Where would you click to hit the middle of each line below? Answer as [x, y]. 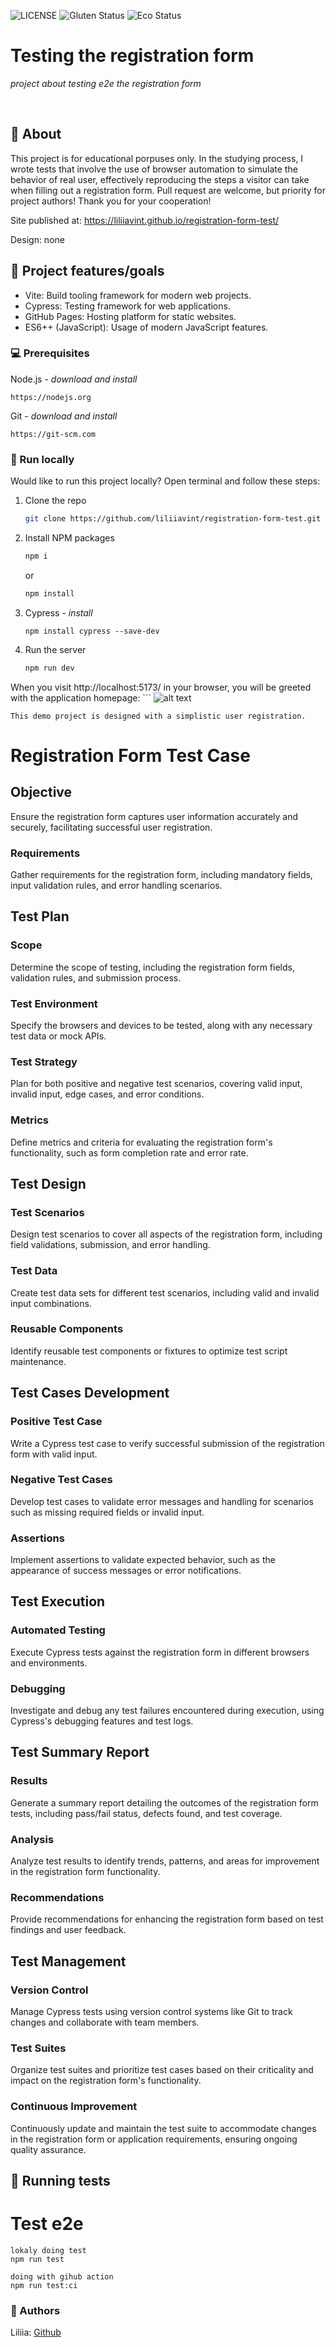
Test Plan [40, 916]
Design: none [37, 239]
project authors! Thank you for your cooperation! [111, 201]
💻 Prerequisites [50, 353]
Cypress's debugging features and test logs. [102, 1721]
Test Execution [58, 1601]
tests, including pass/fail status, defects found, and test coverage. [146, 1813]
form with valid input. [54, 1454]
